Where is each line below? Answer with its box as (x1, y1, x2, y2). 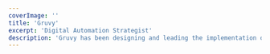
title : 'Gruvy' (8, 19, 59, 27)
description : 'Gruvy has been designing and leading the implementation (8, 33, 257, 42)
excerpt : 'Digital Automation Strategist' (8, 26, 153, 34)
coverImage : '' (8, 11, 59, 20)
